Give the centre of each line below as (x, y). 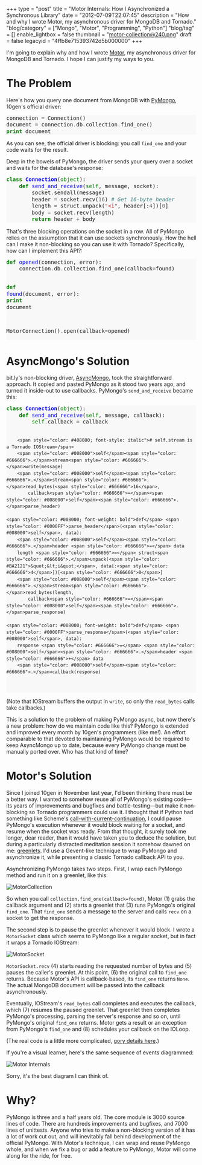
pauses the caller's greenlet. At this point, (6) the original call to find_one (96, 972)
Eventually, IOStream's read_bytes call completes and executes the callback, (101, 1003)
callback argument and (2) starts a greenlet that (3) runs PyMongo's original (101, 905)
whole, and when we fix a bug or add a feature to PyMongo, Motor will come (101, 1149)
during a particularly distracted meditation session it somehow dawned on (98, 844)
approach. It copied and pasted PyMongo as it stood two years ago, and (96, 384)
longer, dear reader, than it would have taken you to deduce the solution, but (101, 838)
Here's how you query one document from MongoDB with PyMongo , (91, 100)
